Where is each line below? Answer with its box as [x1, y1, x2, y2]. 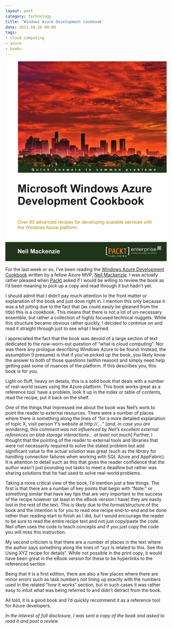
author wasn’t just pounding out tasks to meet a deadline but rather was [5, 464, 157, 470]
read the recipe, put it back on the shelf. [5, 394, 90, 400]
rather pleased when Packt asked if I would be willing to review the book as [5, 277, 164, 283]
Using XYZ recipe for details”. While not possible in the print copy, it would [5, 550, 162, 556]
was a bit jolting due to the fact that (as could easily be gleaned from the [5, 303, 158, 309]
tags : [5, 30, 17, 35]
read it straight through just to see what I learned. [5, 325, 110, 331]
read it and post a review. [5, 618, 59, 624]
